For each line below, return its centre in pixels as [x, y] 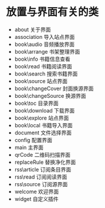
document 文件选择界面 [43, 133]
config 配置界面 [33, 140]
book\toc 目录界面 [36, 103]
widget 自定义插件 [36, 199]
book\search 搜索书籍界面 [46, 74]
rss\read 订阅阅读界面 [41, 177]
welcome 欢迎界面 [37, 192]
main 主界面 [29, 147]
